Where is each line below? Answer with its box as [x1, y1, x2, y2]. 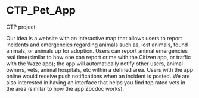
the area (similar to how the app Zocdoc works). [6, 85, 124, 92]
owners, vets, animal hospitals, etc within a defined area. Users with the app [6, 66, 194, 73]
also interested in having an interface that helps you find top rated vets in [6, 78, 186, 86]
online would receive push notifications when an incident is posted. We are [6, 72, 190, 80]
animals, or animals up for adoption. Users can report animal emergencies [6, 47, 188, 54]
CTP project [6, 23, 36, 30]
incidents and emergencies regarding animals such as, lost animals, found [6, 41, 188, 48]
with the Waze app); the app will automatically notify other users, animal [6, 60, 184, 67]
